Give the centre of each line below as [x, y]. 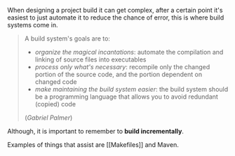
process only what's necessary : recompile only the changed [122, 67]
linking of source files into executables [90, 59]
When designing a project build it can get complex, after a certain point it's [115, 10]
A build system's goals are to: [67, 38]
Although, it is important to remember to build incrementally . [96, 131]
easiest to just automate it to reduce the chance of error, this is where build [116, 17]
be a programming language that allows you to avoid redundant [127, 97]
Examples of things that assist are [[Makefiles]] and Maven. [93, 145]
